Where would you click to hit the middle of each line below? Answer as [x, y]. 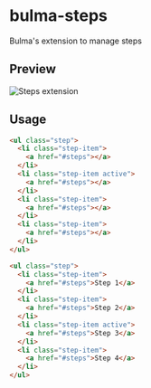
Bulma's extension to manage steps [76, 41]
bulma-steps [59, 16]
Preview [33, 69]
